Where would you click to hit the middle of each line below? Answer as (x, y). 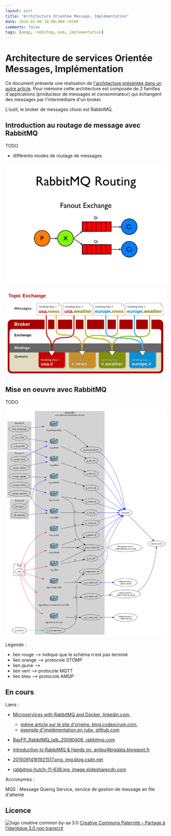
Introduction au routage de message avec (73, 125)
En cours (20, 692)
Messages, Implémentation (64, 69)
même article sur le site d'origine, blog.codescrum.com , (79, 724)
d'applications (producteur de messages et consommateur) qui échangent (83, 94)
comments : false (22, 27)
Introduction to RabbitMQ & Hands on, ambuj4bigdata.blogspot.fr (81, 749)
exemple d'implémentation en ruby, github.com (70, 730)
